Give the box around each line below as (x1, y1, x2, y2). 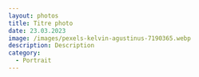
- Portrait (15, 57, 52, 65)
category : (8, 49, 42, 57)
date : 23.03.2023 (8, 26, 66, 34)
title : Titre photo (8, 19, 74, 27)
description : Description (8, 42, 94, 50)
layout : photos (8, 11, 59, 20)
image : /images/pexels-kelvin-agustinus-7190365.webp (8, 34, 192, 43)
